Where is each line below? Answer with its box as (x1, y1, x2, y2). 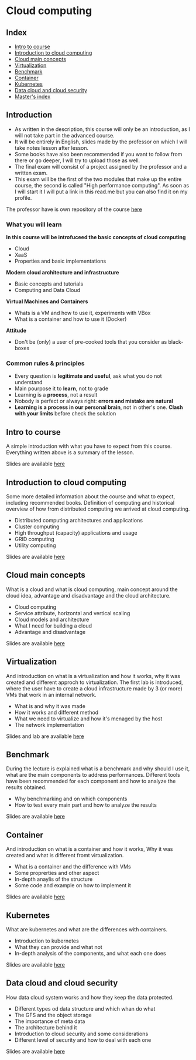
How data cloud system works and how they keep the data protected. (6, 994, 174, 1001)
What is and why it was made (14, 702, 86, 709)
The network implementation (14, 721, 84, 728)
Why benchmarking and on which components (14, 795, 128, 803)
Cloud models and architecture (14, 616, 90, 623)
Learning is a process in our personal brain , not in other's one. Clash (14, 404, 183, 411)
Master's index (14, 93, 51, 100)
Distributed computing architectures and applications (14, 517, 143, 524)
